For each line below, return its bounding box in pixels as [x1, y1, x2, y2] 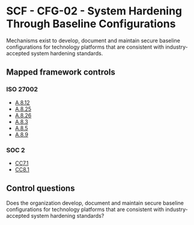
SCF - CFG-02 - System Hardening [6, 4, 183, 18]
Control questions [6, 183, 75, 194]
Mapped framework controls [6, 67, 116, 78]
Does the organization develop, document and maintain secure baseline [6, 199, 184, 206]
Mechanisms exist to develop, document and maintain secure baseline [6, 37, 180, 44]
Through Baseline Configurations [6, 17, 176, 31]
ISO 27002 [6, 85, 38, 94]
